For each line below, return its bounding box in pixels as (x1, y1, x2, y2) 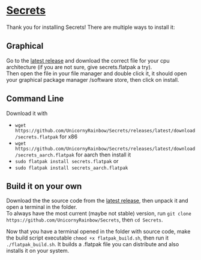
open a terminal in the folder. (6, 203, 77, 211)
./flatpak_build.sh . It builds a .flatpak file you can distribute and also (6, 241, 179, 248)
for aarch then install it (76, 151, 131, 158)
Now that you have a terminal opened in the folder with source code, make (6, 228, 191, 235)
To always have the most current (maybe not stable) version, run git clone (6, 210, 192, 217)
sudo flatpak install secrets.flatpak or (14, 157, 119, 164)
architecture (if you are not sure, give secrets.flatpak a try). (6, 63, 152, 70)
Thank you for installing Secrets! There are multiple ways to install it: (6, 23, 175, 31)
